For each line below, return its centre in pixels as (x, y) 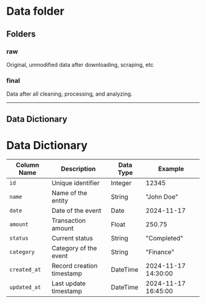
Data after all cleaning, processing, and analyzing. (70, 94)
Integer (121, 183)
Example (171, 169)
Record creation (75, 266)
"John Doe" (162, 196)
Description (78, 169)
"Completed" (164, 238)
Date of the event (77, 210)
